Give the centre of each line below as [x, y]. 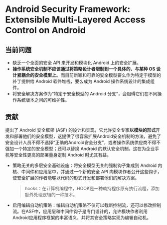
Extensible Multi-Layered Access [75, 20]
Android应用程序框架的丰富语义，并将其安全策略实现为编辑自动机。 [82, 218]
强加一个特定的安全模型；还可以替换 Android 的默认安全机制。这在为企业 [80, 149]
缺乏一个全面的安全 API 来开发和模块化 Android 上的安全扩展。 [77, 63]
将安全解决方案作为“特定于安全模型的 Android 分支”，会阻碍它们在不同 [85, 94]
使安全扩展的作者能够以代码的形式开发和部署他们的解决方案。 [76, 178]
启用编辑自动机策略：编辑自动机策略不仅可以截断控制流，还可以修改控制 [86, 205]
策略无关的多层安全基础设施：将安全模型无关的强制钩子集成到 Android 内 [87, 165]
